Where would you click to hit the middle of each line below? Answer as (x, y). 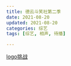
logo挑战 (17, 56)
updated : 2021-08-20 (32, 23)
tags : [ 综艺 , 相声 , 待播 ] (36, 34)
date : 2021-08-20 (28, 17)
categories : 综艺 (27, 28)
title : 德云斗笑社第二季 (34, 12)
